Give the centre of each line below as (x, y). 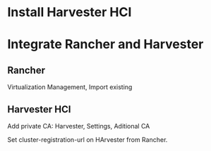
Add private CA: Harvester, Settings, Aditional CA (79, 126)
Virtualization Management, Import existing (70, 87)
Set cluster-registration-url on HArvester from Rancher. (88, 140)
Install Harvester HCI (70, 12)
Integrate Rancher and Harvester (105, 45)
